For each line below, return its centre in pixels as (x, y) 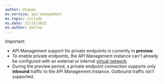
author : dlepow (20, 9)
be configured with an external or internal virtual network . (70, 61)
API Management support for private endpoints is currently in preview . (83, 51)
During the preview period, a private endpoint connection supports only (84, 67)
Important (15, 41)
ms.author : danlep (24, 28)
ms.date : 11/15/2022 (26, 23)
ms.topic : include (24, 18)
